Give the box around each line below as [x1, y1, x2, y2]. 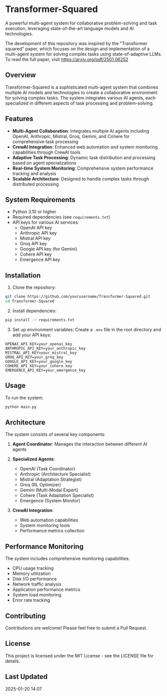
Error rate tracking [12, 597, 50, 603]
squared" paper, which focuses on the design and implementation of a [5, 46, 150, 52]
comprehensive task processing [12, 139, 79, 145]
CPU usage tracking [12, 565, 54, 571]
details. [5, 658, 20, 664]
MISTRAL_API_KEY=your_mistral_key [5, 350, 77, 355]
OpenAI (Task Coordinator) [19, 466, 76, 472]
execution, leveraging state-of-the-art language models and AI [5, 25, 134, 31]
